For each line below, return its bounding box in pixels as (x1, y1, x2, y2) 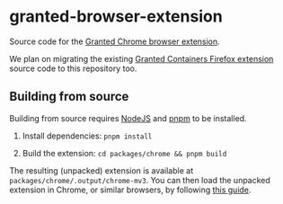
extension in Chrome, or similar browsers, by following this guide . (9, 184, 252, 195)
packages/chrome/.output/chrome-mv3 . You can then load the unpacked (9, 174, 271, 185)
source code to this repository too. (9, 63, 137, 74)
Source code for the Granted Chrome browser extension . (9, 36, 220, 47)
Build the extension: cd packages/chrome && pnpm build (22, 147, 227, 158)
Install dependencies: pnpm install (22, 130, 153, 141)
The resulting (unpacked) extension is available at (9, 164, 194, 176)
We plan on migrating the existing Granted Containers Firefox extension (9, 53, 274, 64)
